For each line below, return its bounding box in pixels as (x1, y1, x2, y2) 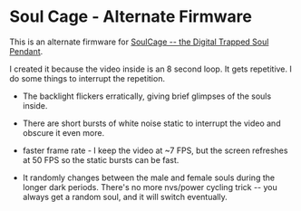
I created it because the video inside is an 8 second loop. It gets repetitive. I (9, 63, 293, 74)
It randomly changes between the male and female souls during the (22, 172, 275, 183)
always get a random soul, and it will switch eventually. (22, 191, 228, 202)
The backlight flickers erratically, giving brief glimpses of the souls (22, 91, 272, 101)
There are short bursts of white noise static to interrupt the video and (22, 118, 281, 129)
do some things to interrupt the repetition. (9, 72, 166, 83)
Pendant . (9, 45, 44, 56)
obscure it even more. (22, 127, 105, 138)
